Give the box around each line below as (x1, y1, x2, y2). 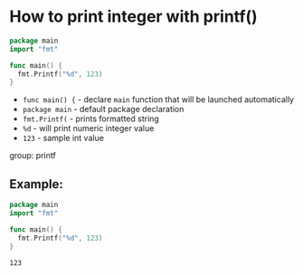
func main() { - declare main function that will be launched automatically (22, 94, 295, 105)
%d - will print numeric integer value (22, 123, 155, 134)
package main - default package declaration (22, 104, 185, 115)
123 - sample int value (22, 133, 104, 144)
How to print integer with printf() (9, 6, 258, 27)
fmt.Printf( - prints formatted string (22, 113, 160, 124)
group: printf (9, 150, 56, 161)
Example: (9, 176, 63, 192)
